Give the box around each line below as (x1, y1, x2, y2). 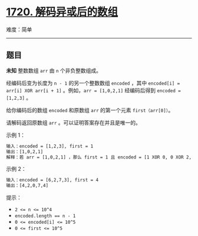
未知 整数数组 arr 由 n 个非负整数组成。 (6, 67, 102, 74)
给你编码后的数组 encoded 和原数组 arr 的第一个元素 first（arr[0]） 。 (6, 106, 174, 113)
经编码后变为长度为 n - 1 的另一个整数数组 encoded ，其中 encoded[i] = (6, 79, 180, 86)
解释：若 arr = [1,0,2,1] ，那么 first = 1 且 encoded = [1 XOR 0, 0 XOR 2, (6, 154, 192, 160)
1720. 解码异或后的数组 (6, 5, 118, 19)
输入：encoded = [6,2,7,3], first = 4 (6, 177, 99, 183)
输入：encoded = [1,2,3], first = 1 (6, 143, 94, 149)
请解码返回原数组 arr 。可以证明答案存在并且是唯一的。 (6, 119, 141, 126)
